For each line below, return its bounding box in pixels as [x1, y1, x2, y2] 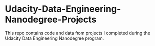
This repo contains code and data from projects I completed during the [5, 30, 151, 36]
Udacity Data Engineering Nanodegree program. [5, 35, 104, 41]
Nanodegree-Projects [5, 14, 97, 25]
